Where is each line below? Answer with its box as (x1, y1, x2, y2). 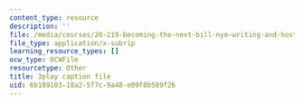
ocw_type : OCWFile (9, 55, 79, 64)
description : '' (9, 22, 71, 31)
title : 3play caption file (9, 72, 111, 81)
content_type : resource (9, 13, 100, 23)
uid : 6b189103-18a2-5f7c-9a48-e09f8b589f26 (9, 80, 176, 90)
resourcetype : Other (9, 64, 88, 73)
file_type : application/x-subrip (9, 38, 136, 48)
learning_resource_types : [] (9, 47, 119, 56)
